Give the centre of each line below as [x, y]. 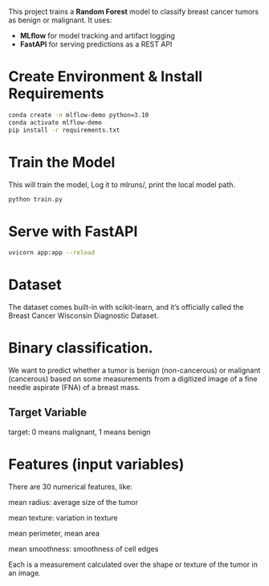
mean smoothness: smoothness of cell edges [84, 548]
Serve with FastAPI [73, 231]
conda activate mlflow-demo [55, 122]
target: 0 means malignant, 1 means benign [79, 432]
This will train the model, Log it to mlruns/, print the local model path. [122, 185]
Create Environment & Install [106, 77]
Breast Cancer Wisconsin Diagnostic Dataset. [84, 315]
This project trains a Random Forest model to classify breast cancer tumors [134, 12]
